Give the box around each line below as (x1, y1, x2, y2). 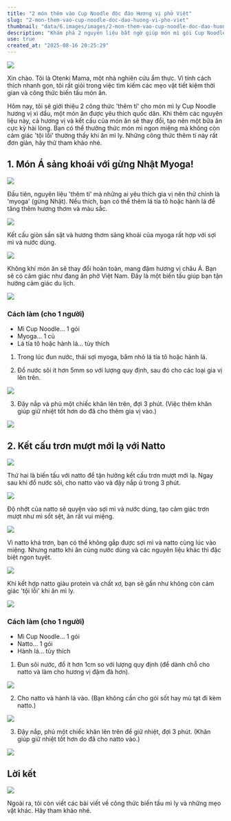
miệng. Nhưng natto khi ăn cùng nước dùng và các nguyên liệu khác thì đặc (7, 545, 221, 554)
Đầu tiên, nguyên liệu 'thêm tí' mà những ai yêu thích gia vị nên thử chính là (7, 190, 220, 198)
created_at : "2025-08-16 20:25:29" (7, 42, 109, 49)
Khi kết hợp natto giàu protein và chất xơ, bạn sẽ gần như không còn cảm (7, 579, 214, 587)
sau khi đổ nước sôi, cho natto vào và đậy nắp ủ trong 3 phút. (7, 478, 181, 487)
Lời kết (7, 768, 36, 780)
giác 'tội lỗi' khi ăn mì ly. (7, 587, 76, 595)
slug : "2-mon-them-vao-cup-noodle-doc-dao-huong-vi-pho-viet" (7, 17, 189, 23)
